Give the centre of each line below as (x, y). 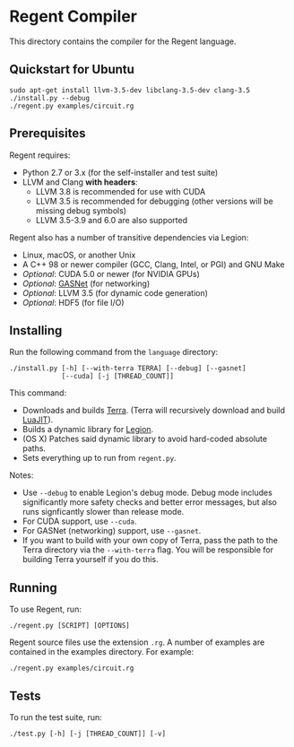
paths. (34, 448)
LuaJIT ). (38, 420)
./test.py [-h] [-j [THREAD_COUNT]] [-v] (88, 734)
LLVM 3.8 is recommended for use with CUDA (121, 191)
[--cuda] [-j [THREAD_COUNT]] (118, 377)
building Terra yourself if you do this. (90, 560)
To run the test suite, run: (56, 717)
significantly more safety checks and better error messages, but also (150, 502)
